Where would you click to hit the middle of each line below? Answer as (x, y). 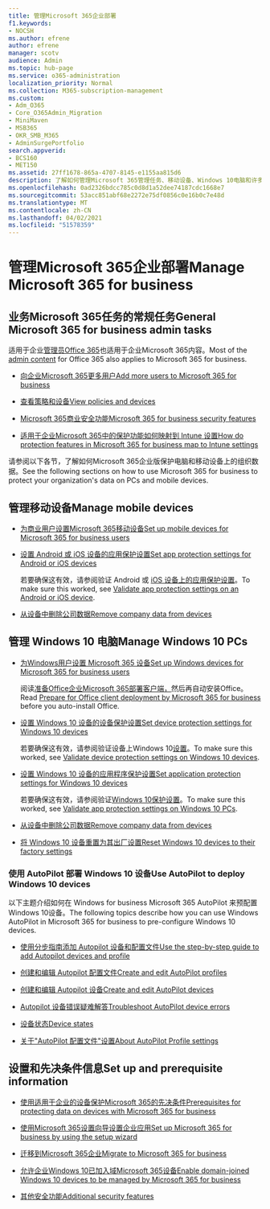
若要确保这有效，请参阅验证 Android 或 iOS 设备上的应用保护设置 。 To (135, 579)
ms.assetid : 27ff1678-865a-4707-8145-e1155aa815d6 (95, 173)
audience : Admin (35, 61)
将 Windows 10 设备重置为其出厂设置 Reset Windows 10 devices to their (137, 842)
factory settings (46, 851)
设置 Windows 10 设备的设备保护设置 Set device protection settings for (136, 722)
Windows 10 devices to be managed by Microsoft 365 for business (130, 1179)
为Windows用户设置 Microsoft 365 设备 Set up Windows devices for (131, 662)
